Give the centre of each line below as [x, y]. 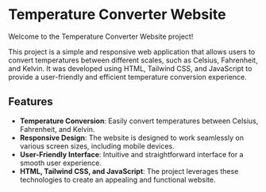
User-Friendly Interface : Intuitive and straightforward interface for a [131, 154]
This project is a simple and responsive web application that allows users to [132, 51]
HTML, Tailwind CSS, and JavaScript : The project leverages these [129, 171]
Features [31, 102]
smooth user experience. [60, 163]
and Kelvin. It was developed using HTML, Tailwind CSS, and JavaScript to [130, 68]
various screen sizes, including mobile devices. [97, 146]
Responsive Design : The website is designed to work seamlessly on [132, 137]
